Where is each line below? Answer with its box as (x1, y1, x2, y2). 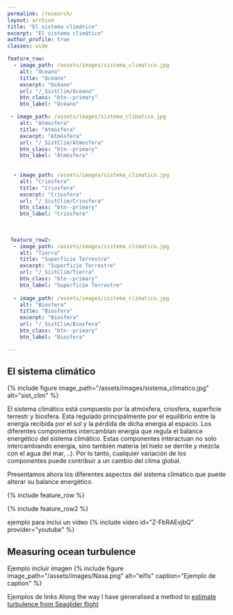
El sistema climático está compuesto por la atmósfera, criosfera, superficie (7, 405, 222, 413)
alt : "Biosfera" (19, 301, 67, 308)
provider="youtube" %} (7, 526, 75, 534)
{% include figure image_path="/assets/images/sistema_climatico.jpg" (7, 384, 209, 393)
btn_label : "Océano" (19, 100, 79, 108)
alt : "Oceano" (19, 68, 61, 75)
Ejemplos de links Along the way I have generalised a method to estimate (7, 593, 217, 601)
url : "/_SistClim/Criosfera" (19, 197, 104, 204)
